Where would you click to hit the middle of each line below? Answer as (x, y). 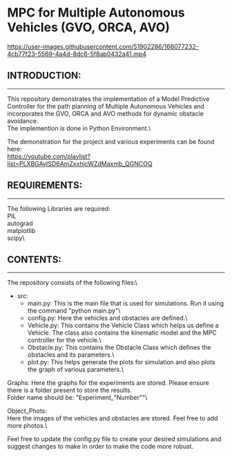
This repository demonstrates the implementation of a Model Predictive (108, 99)
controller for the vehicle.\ (64, 340)
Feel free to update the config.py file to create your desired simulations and (114, 439)
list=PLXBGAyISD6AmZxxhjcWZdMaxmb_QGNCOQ (80, 163)
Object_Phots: (27, 411)
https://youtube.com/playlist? (49, 156)
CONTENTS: (35, 260)
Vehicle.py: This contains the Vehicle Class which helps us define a (123, 326)
